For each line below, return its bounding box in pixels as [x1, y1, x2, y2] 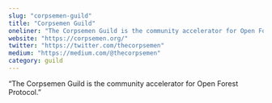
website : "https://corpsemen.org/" [8, 34, 129, 43]
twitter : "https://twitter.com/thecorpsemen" [8, 42, 164, 50]
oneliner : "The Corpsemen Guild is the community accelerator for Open [8, 27, 255, 35]
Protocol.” [8, 87, 42, 97]
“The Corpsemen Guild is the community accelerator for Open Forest [8, 78, 239, 89]
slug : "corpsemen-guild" [8, 11, 92, 20]
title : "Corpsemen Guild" [8, 19, 96, 27]
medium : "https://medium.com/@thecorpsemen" [8, 49, 161, 57]
